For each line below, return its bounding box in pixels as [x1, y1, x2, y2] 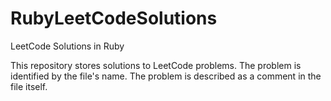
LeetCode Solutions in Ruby [10, 40, 125, 52]
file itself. [10, 80, 48, 92]
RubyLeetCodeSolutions [10, 7, 218, 30]
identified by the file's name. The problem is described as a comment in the [10, 70, 322, 82]
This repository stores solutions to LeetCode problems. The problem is [10, 59, 302, 71]
